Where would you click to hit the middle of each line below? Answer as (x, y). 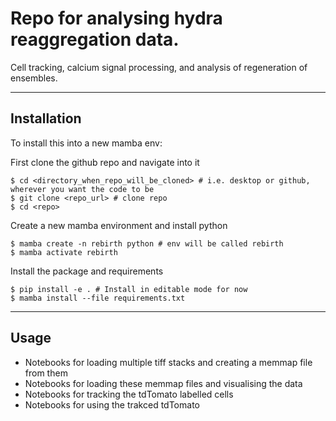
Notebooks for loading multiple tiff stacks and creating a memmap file (168, 362)
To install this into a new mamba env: (86, 143)
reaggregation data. (95, 39)
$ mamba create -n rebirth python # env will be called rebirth (147, 243)
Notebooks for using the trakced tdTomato (112, 404)
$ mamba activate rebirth (64, 252)
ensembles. (34, 78)
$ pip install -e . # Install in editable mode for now (129, 289)
